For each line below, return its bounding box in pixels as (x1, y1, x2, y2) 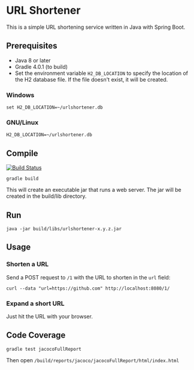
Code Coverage (6, 330, 66, 341)
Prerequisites (6, 41, 57, 51)
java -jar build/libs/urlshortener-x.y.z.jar (6, 225, 122, 231)
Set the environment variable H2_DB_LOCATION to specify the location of (14, 70, 189, 77)
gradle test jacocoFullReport (6, 346, 82, 352)
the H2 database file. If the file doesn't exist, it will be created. (14, 76, 168, 83)
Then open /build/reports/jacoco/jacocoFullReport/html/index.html (6, 356, 180, 363)
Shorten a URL (6, 260, 49, 269)
